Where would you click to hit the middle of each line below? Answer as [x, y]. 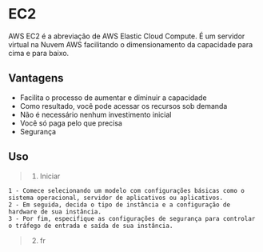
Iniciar [50, 176]
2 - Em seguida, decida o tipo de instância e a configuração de [119, 205]
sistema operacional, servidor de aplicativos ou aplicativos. [116, 198]
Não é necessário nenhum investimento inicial [96, 114]
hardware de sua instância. [55, 212]
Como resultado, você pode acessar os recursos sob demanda [124, 106]
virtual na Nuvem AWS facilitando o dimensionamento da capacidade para [131, 44]
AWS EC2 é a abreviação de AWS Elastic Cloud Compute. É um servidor [127, 36]
